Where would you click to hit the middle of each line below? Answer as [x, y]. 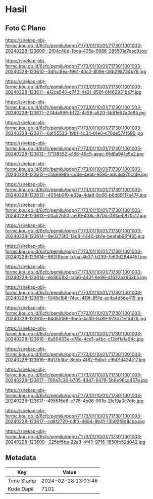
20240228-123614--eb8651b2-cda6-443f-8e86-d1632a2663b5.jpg [76, 277]
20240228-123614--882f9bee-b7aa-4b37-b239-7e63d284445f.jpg [76, 257]
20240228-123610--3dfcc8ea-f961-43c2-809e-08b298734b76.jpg [76, 71]
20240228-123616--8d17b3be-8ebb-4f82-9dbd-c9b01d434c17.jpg [75, 360]
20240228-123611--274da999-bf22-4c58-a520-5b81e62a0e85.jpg [76, 113]
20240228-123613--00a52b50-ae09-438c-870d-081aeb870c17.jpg [76, 216]
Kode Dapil [21, 489]
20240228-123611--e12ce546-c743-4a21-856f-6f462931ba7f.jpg [73, 92]
